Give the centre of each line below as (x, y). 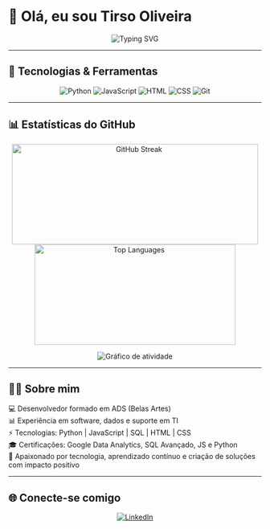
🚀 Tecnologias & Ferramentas (83, 72)
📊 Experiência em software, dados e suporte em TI (93, 420)
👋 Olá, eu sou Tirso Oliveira (100, 16)
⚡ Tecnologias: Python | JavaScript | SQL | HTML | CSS (100, 433)
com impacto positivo (44, 465)
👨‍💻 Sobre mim (44, 389)
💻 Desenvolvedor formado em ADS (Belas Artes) (90, 408)
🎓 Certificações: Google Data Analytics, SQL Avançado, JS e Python (123, 445)
